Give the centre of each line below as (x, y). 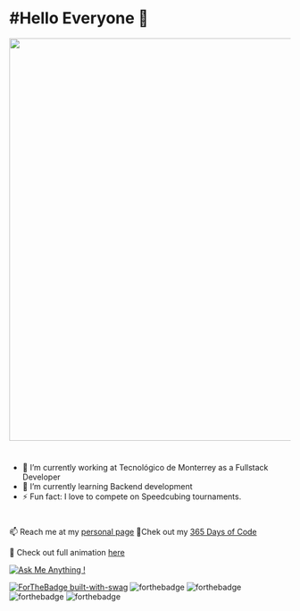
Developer (41, 477)
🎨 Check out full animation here (67, 553)
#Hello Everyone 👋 (79, 18)
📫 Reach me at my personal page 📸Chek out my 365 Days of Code (133, 532)
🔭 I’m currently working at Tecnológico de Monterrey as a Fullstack (145, 468)
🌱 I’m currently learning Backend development (108, 487)
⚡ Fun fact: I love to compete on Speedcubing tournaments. (132, 496)
